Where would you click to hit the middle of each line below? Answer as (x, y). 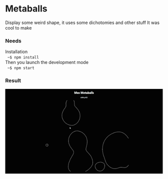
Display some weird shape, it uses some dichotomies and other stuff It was (82, 22)
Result (13, 80)
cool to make (18, 27)
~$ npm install (23, 57)
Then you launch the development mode (47, 62)
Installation (16, 52)
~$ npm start (21, 68)
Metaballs (26, 9)
